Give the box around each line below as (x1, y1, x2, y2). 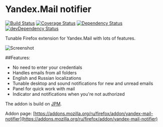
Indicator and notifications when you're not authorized (12, 91, 125, 97)
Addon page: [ (5, 110, 35, 116)
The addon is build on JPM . (5, 100, 62, 106)
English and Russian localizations (12, 75, 81, 81)
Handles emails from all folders (12, 69, 77, 76)
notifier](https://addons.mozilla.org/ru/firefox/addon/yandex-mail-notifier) (5, 115, 158, 121)
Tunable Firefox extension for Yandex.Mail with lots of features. (5, 35, 136, 41)
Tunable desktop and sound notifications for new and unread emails (12, 80, 153, 86)
